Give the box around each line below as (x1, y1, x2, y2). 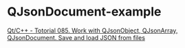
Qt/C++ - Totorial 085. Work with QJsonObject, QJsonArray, (7, 26, 178, 34)
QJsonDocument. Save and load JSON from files (7, 33, 146, 41)
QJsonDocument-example (7, 4, 162, 20)
